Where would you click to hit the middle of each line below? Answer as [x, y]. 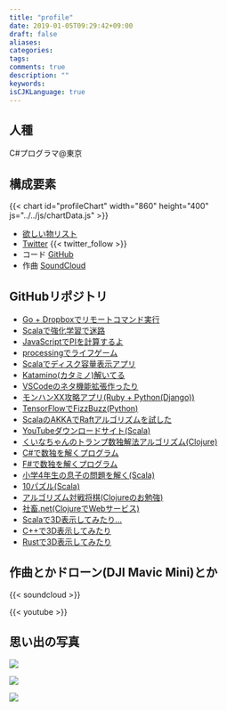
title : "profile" [41, 17]
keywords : [28, 84]
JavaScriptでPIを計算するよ [73, 341]
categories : [31, 51]
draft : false [33, 34]
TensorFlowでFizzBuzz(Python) [80, 408]
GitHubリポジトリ [59, 296]
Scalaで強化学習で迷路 [64, 330]
